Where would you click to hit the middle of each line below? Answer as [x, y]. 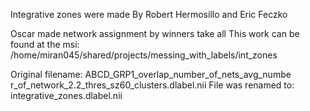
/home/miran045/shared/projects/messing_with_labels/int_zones [144, 55]
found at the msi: [45, 44]
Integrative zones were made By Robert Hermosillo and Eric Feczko [149, 14]
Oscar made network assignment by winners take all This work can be [155, 33]
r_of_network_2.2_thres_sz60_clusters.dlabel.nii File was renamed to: [152, 85]
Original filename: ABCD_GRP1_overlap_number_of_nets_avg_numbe [151, 74]
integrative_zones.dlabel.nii [66, 95]
